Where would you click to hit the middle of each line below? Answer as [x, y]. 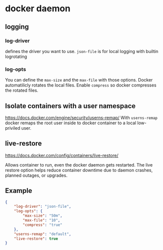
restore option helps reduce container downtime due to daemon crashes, [79, 170]
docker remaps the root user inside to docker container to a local [71, 123]
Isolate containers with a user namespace [70, 106]
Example [19, 191]
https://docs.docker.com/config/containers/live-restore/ [62, 155]
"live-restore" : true [36, 239]
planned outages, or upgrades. [36, 175]
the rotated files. [22, 90]
